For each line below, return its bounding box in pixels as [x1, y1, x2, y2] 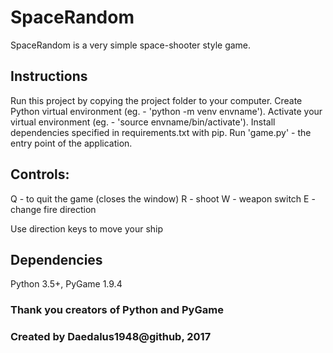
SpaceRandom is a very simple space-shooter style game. [10, 39, 252, 51]
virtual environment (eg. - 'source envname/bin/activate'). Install [10, 116, 276, 128]
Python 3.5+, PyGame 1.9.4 [10, 278, 123, 290]
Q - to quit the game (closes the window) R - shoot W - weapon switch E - [10, 192, 316, 205]
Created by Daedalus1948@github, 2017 [10, 330, 212, 344]
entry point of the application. [10, 137, 133, 149]
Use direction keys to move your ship [10, 222, 164, 235]
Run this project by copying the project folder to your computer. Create [10, 94, 303, 106]
